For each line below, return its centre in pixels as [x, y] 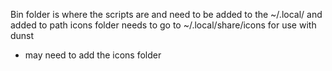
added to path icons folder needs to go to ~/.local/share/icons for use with [163, 25]
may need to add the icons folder [93, 55]
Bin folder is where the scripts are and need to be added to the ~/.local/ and [166, 14]
